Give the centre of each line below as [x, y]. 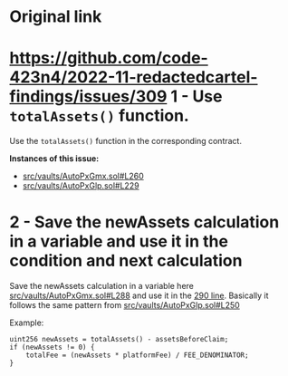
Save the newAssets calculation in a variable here [102, 286]
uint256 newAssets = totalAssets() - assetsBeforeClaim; [119, 340]
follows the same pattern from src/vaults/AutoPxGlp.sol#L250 [125, 305]
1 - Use [197, 96]
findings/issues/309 [88, 96]
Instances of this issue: [54, 159]
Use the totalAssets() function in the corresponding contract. [126, 141]
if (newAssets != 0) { [52, 347]
